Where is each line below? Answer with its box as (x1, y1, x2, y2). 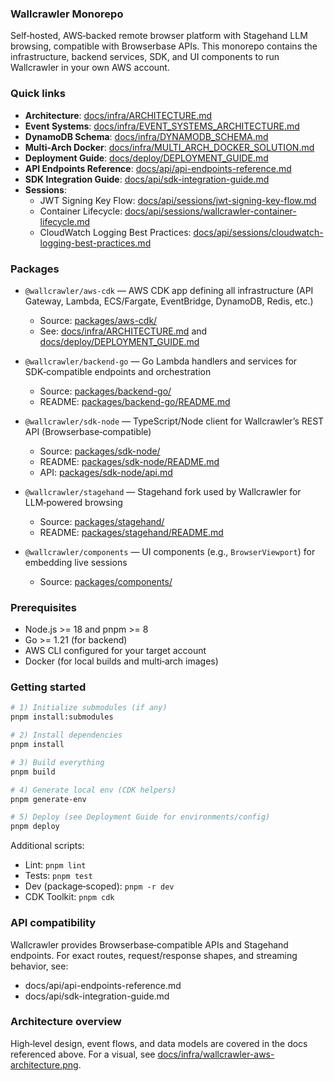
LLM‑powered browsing (24, 496, 123, 508)
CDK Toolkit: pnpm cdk (24, 891, 115, 903)
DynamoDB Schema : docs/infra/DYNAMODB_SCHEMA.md (24, 130, 269, 142)
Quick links (10, 87, 67, 101)
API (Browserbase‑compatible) (24, 425, 152, 437)
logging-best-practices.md (39, 237, 152, 249)
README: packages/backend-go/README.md (39, 395, 231, 407)
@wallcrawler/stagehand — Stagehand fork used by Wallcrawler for (24, 485, 302, 497)
